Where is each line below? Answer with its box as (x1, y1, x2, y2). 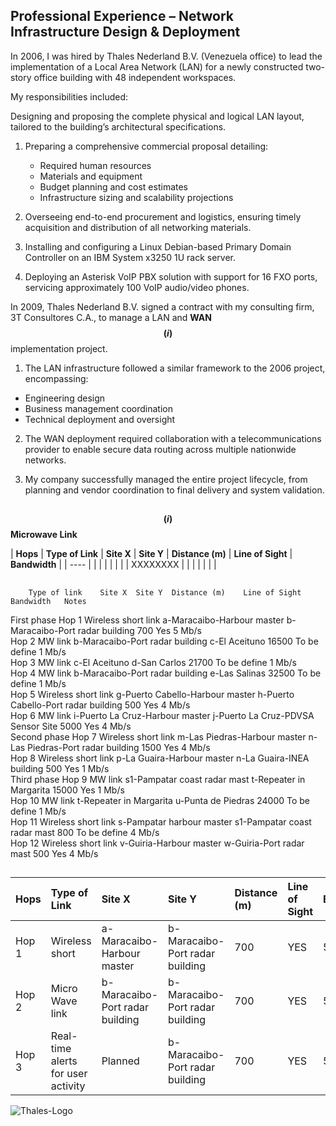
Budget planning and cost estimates (39, 180, 189, 193)
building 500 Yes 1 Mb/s (10, 762, 110, 774)
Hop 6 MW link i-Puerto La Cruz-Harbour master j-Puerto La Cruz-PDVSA (10, 709, 315, 721)
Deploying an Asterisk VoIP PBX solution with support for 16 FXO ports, (24, 270, 318, 283)
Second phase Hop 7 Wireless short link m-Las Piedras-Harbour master (10, 730, 307, 743)
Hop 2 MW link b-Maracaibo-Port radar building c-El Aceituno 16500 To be (10, 635, 319, 647)
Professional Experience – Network (10, 8, 235, 25)
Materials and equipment (39, 170, 143, 182)
